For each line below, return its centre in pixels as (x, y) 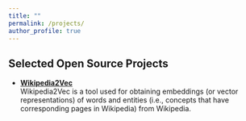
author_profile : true (45, 31)
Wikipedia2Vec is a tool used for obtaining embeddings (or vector (129, 92)
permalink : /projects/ (46, 23)
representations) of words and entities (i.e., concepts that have (125, 100)
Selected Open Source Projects (88, 63)
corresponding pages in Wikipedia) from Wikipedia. (106, 109)
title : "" (25, 16)
